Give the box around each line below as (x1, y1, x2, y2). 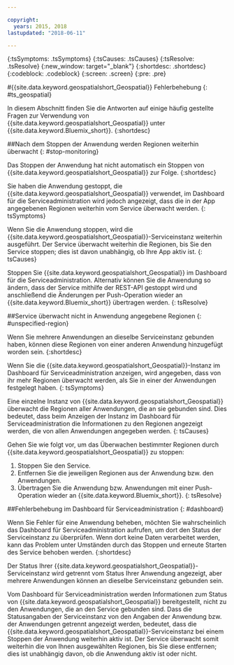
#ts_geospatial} (7, 90, 52, 99)
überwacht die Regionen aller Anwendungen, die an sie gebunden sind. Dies (7, 405, 227, 413)
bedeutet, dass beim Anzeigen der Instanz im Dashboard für (7, 412, 181, 421)
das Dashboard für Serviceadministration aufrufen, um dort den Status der (7, 526, 222, 534)
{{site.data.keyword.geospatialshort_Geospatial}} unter (7, 119, 166, 127)
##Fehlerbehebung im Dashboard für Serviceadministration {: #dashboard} (7, 505, 224, 513)
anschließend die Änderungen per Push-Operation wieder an (7, 291, 183, 300)
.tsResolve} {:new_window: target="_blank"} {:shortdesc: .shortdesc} (7, 62, 206, 71)
